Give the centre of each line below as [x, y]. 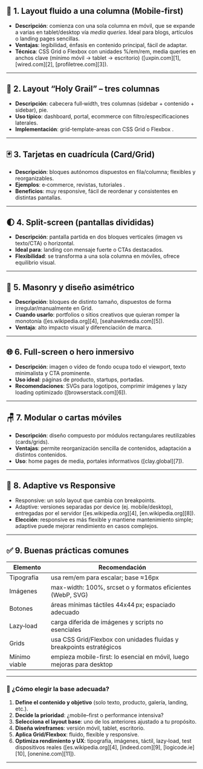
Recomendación [122, 567]
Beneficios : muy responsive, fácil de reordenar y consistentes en [96, 191]
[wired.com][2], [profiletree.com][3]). [62, 64]
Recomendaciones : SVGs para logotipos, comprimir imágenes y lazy [101, 386]
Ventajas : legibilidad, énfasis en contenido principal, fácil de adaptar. [101, 45]
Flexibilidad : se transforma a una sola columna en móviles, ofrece [97, 256]
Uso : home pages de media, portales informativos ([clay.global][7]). [99, 461]
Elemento [27, 567]
